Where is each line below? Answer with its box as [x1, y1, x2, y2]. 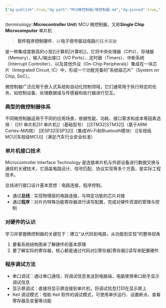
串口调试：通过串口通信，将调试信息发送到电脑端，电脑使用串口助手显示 [12, 273, 160, 279]
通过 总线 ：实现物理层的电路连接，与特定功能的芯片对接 [12, 193, 125, 199]
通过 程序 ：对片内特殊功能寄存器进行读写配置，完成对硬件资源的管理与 [12, 199, 156, 205]
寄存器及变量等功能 [12, 298, 52, 304]
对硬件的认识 [5, 219, 36, 226]
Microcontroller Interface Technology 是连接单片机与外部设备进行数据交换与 [5, 160, 160, 166]
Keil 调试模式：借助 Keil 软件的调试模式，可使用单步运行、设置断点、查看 [12, 291, 161, 297]
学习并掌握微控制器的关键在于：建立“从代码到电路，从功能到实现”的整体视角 [5, 231, 161, 237]
